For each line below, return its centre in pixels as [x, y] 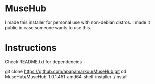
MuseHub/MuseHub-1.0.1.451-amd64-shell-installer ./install [66, 77]
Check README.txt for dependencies [44, 62]
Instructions [31, 48]
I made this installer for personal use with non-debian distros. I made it [78, 22]
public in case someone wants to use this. [48, 27]
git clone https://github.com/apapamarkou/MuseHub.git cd [66, 71]
